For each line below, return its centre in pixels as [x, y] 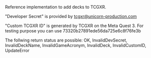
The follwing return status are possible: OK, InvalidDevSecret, [66, 40]
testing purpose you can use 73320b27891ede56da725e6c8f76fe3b [73, 31]
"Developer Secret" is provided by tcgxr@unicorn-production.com [71, 16]
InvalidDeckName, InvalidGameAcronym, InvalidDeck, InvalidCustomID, [75, 45]
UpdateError [17, 51]
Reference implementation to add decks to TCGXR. [56, 7]
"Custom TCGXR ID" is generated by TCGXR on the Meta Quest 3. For [74, 26]
